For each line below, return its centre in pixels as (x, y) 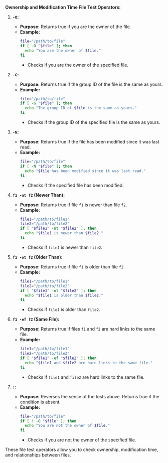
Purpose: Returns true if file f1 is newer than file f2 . (73, 205)
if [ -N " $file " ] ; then (46, 166)
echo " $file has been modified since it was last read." (85, 171)
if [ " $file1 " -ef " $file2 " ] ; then (58, 358)
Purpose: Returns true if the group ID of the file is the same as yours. (91, 84)
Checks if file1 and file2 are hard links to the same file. (86, 377)
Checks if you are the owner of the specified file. (78, 65)
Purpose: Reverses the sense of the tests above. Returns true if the (90, 396)
